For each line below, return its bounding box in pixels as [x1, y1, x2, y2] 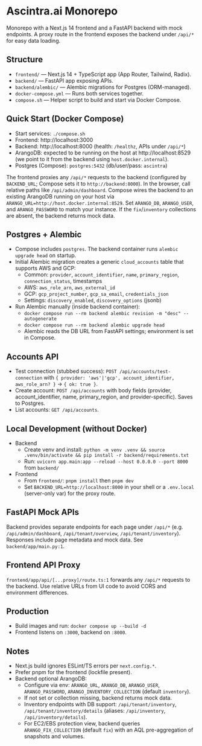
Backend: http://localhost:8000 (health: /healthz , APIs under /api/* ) [14, 142, 186, 150]
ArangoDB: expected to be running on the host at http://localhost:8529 [14, 149, 191, 156]
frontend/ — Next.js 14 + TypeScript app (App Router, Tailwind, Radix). [14, 71, 192, 78]
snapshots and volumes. [24, 733, 85, 740]
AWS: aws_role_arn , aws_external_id [24, 284, 116, 291]
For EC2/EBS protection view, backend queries [24, 720, 140, 727]
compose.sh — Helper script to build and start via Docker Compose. [14, 96, 181, 103]
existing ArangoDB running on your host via [6, 193, 115, 200]
